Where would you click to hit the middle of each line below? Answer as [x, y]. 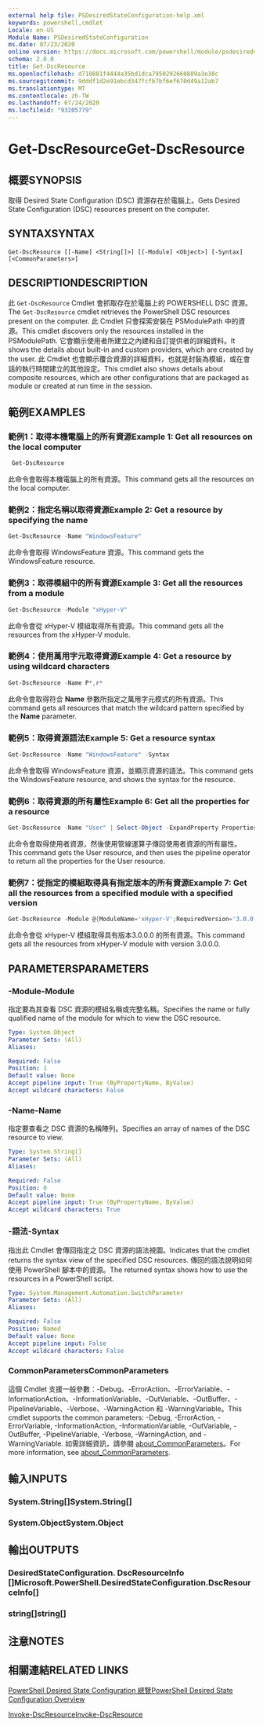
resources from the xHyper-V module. [69, 634]
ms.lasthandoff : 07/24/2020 [54, 103]
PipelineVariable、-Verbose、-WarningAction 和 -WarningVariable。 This [125, 1408]
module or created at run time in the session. [80, 386]
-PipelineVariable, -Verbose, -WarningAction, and [122, 1434]
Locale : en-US [31, 30]
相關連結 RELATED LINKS [68, 1671]
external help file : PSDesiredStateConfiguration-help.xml [106, 15]
